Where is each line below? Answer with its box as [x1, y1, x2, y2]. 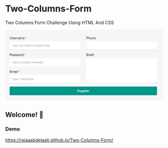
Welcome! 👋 [5, 110, 44, 119]
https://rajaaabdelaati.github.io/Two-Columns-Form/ [5, 137, 114, 143]
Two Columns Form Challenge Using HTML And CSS [5, 19, 114, 25]
